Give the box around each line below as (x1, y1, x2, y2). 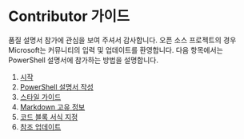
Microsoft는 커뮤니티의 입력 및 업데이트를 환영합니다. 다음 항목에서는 (8, 45, 224, 54)
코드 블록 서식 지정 (19, 112, 78, 121)
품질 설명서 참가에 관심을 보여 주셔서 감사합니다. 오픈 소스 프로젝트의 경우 (8, 35, 237, 45)
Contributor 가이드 (8, 7, 130, 26)
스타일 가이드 (19, 92, 62, 101)
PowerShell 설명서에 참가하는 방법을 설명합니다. (8, 55, 158, 65)
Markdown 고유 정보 (19, 101, 86, 112)
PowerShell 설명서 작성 (19, 81, 94, 92)
